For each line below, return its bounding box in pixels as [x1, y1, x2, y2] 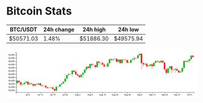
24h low [117, 26, 139, 33]
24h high [82, 26, 106, 33]
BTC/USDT [10, 26, 38, 33]
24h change [43, 26, 75, 33]
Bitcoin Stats [6, 4, 72, 18]
